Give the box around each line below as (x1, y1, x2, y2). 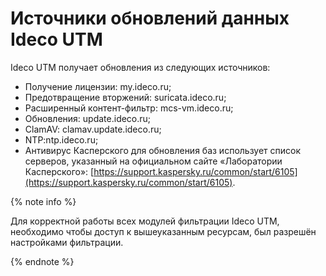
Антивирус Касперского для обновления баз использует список (24, 144, 302, 156)
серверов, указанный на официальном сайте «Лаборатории (24, 155, 283, 167)
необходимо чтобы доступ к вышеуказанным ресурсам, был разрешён (10, 225, 317, 237)
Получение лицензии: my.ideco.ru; (24, 80, 172, 92)
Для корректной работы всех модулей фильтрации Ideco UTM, (10, 215, 280, 227)
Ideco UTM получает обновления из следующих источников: (10, 61, 271, 73)
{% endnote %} (10, 255, 75, 267)
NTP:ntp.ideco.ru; (24, 133, 99, 146)
